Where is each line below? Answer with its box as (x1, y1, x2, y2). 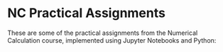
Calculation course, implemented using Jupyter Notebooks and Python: (7, 36, 217, 44)
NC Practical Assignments (7, 5, 165, 21)
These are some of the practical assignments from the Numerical (7, 28, 198, 37)
